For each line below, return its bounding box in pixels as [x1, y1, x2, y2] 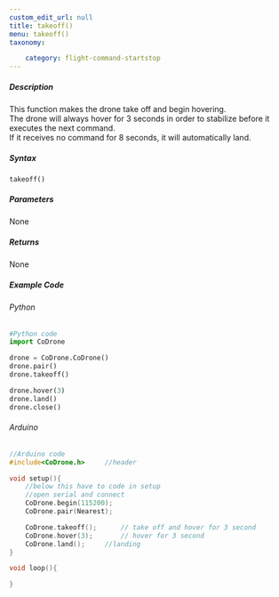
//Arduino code [9, 449, 66, 458]
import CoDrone [9, 337, 66, 347]
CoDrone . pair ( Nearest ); [25, 507, 114, 516]
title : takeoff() [9, 21, 74, 30]
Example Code [9, 279, 65, 290]
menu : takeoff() [9, 29, 69, 38]
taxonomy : [9, 37, 46, 47]
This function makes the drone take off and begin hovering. [9, 104, 227, 115]
